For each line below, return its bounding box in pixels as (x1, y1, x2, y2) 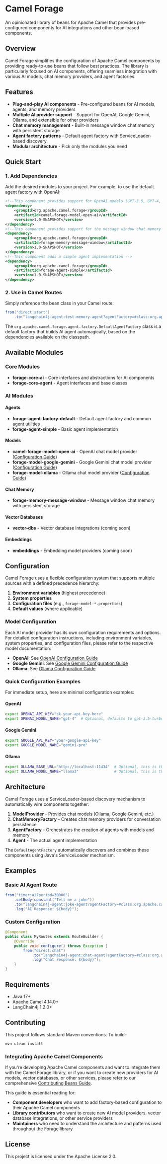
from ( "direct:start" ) (5, 310, 50, 315)
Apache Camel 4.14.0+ (12, 999, 59, 1005)
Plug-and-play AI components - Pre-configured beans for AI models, (12, 101, 156, 107)
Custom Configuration (5, 918, 61, 925)
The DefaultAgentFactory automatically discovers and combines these (5, 847, 149, 853)
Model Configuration (5, 618, 57, 625)
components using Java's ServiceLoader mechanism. (5, 852, 115, 858)
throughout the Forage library (12, 1126, 73, 1132)
